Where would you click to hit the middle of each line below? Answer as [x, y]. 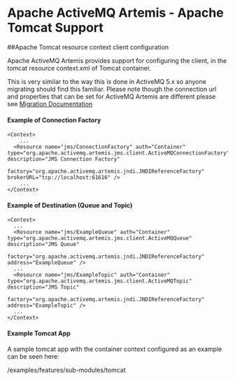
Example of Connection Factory [54, 120]
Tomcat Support [55, 28]
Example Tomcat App [39, 333]
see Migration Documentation [50, 103]
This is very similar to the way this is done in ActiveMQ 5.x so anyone [107, 81]
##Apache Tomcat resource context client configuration [88, 47]
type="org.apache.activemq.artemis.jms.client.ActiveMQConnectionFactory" [119, 153]
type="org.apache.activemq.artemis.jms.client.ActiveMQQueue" [100, 238]
